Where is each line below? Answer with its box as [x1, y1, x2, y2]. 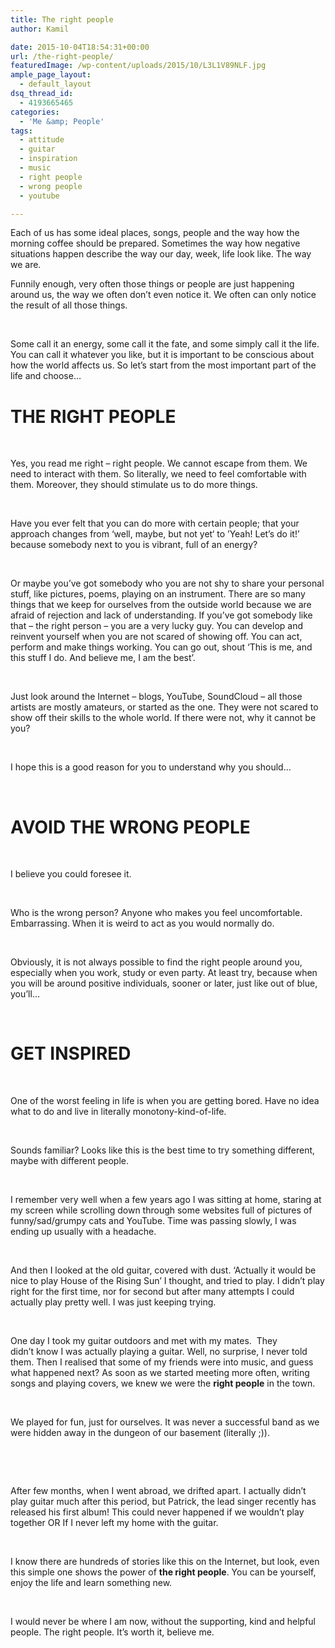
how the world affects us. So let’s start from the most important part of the [10, 359, 317, 371]
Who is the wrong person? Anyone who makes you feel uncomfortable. [10, 907, 303, 919]
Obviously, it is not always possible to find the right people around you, [10, 956, 303, 968]
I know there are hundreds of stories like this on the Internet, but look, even [10, 1556, 320, 1568]
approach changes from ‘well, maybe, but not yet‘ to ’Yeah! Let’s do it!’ [10, 528, 300, 540]
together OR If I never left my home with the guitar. [10, 1517, 219, 1529]
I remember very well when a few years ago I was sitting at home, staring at [10, 1194, 322, 1206]
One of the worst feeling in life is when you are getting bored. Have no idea [10, 1095, 320, 1107]
